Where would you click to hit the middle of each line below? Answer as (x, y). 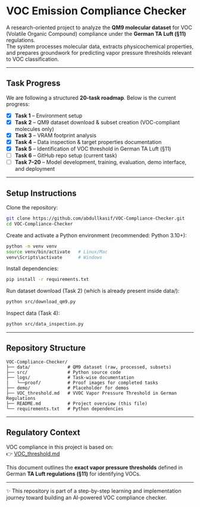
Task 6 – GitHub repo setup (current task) (66, 155)
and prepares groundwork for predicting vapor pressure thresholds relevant (99, 52)
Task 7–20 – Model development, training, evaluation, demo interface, (101, 162)
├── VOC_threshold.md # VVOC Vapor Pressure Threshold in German (92, 393)
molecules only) (35, 129)
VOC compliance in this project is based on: (60, 447)
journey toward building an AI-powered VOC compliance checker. (87, 497)
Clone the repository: (32, 207)
